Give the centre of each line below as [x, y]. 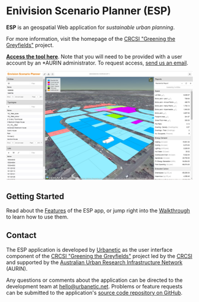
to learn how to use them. [37, 217]
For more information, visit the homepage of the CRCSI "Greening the [91, 38]
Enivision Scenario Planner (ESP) [89, 11]
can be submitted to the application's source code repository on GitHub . [94, 293]
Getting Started [35, 196]
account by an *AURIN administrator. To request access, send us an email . [97, 63]
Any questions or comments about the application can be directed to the [94, 280]
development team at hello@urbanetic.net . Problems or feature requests [94, 286]
